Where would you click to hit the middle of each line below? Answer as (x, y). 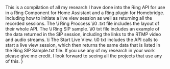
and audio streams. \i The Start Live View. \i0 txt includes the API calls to (82, 40)
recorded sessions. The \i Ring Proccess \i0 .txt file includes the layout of (82, 23)
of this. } (14, 61)
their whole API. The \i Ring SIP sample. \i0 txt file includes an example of (82, 29)
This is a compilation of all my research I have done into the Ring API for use (85, 7)
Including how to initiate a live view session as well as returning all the (79, 18)
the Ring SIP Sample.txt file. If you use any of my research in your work (80, 50)
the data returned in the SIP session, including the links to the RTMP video (83, 34)
